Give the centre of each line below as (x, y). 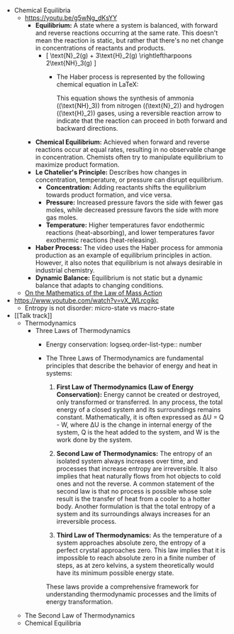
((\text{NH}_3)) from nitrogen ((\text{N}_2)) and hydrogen (140, 105)
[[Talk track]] (33, 316)
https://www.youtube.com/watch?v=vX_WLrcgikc (87, 300)
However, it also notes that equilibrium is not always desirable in (129, 263)
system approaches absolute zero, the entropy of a (131, 543)
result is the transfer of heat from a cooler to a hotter (133, 499)
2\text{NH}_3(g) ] (71, 63)
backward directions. (87, 128)
